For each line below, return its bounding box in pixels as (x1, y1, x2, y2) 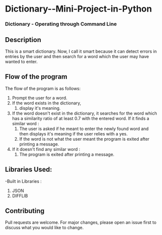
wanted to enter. (5, 59, 38, 64)
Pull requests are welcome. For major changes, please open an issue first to (5, 220, 157, 225)
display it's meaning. (19, 105, 61, 111)
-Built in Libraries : (5, 178, 42, 184)
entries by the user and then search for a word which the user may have (5, 53, 149, 59)
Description (5, 35, 41, 44)
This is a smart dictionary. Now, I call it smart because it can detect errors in (5, 48, 157, 54)
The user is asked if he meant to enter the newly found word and (19, 126, 149, 132)
